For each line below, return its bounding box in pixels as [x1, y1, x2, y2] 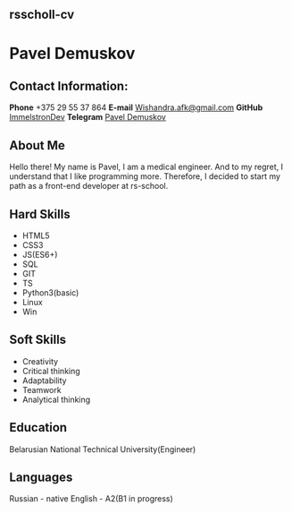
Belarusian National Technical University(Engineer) [9, 443, 196, 455]
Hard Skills [9, 206, 71, 222]
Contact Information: [9, 78, 129, 93]
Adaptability [21, 375, 67, 386]
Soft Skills [9, 332, 67, 347]
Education [9, 420, 68, 435]
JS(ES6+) [21, 250, 58, 261]
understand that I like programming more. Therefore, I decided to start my [9, 171, 281, 182]
